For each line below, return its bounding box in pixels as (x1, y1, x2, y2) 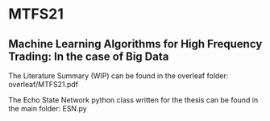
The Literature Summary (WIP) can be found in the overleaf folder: (8, 71, 229, 81)
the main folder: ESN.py (8, 104, 87, 113)
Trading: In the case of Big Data (8, 49, 169, 63)
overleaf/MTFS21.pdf (8, 80, 79, 89)
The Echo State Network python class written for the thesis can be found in (8, 95, 259, 105)
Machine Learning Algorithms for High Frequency (8, 37, 263, 51)
